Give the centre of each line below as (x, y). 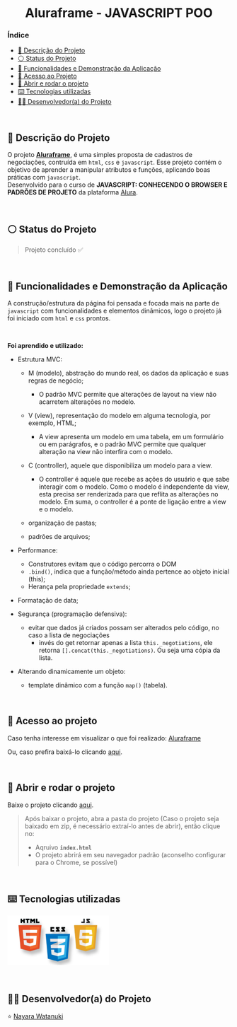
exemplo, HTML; (52, 423)
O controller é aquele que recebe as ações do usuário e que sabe (134, 479)
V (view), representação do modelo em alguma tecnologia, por (119, 415)
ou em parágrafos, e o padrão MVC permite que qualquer (122, 444)
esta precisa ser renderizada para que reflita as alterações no (128, 494)
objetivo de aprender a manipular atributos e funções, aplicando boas (109, 170)
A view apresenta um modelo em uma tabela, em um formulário (131, 436)
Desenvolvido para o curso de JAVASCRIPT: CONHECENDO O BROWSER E (117, 185)
